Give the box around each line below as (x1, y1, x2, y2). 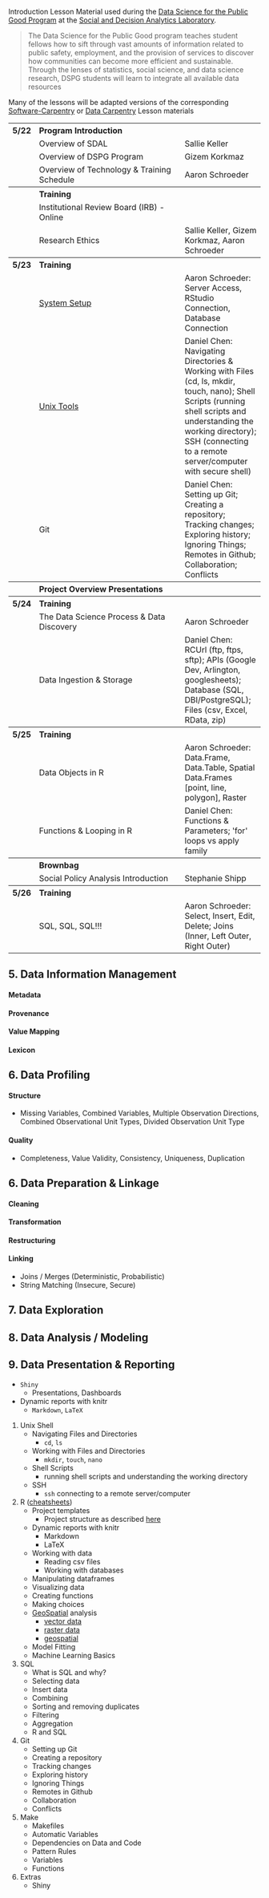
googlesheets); (184, 674, 242, 685)
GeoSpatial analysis (31, 1608, 98, 1617)
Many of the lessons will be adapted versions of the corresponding (8, 98, 230, 107)
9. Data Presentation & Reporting (8, 1358, 175, 1372)
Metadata (8, 989, 42, 999)
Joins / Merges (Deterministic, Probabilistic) (19, 1271, 166, 1281)
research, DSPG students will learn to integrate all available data (27, 74, 239, 83)
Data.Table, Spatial (184, 762, 255, 773)
